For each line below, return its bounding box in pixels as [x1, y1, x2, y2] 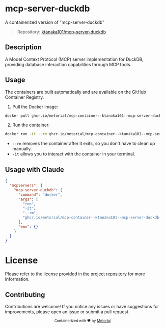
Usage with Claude [5, 165, 64, 174]
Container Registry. [5, 94, 44, 100]
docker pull [5, 113, 29, 118]
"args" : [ [18, 197, 38, 202]
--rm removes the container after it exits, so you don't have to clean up [12, 141, 156, 146]
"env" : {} [18, 224, 38, 229]
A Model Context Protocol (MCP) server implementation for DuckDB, [5, 56, 144, 62]
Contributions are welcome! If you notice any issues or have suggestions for [5, 304, 160, 310]
